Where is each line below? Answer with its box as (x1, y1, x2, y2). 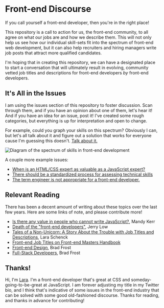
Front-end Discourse (5, 3, 92, 15)
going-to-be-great (5, 282, 43, 288)
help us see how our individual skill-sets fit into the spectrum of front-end (5, 39, 154, 45)
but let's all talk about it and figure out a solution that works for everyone (5, 132, 152, 138)
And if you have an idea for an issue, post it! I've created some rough (5, 113, 144, 118)
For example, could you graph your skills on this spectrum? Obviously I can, (5, 127, 158, 133)
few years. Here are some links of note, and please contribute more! (5, 209, 142, 215)
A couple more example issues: (5, 157, 69, 163)
